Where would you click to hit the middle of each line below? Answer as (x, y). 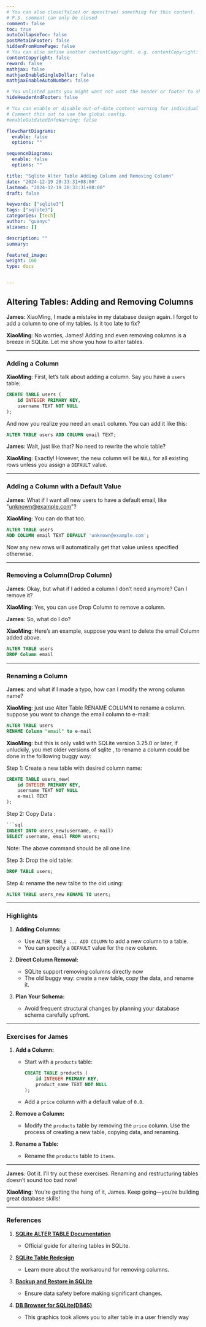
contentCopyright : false (38, 58)
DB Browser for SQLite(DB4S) (54, 1305)
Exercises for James (37, 1036)
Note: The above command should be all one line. (69, 848)
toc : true (19, 29)
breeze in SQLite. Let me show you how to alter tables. (75, 342)
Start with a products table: (59, 1062)
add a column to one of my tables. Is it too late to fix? (73, 323)
